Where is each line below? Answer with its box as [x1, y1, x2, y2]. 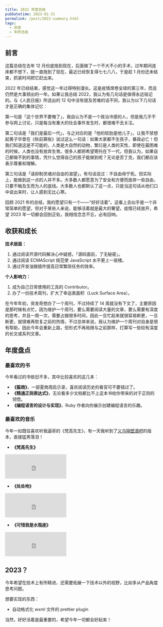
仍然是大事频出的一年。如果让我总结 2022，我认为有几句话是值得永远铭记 [5, 91, 153, 97]
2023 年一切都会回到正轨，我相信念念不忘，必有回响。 [10, 211, 120, 217]
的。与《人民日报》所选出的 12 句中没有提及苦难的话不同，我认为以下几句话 [5, 97, 157, 103]
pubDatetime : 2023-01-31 [5, 12, 55, 17]
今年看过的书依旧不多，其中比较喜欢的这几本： [5, 374, 98, 380]
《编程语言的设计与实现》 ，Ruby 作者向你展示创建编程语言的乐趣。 [12, 403, 145, 408]
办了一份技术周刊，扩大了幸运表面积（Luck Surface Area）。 [12, 290, 132, 296]
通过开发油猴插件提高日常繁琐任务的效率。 [12, 263, 98, 269]
